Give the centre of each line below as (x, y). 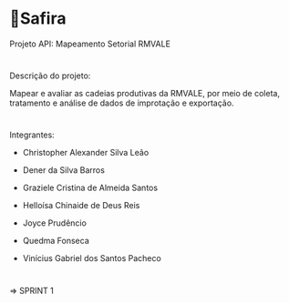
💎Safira (38, 19)
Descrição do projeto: (50, 76)
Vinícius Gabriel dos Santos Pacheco (92, 258)
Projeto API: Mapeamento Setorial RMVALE (90, 44)
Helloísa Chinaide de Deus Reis (81, 206)
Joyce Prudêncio (54, 223)
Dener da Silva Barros (63, 170)
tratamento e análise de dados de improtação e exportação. (122, 103)
